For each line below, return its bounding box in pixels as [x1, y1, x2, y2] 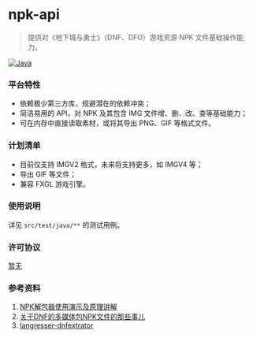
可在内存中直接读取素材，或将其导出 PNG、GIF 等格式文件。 [19, 118, 216, 128]
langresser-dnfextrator [19, 321, 94, 330]
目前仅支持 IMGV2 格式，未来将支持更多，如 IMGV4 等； [19, 159, 203, 169]
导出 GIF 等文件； [19, 169, 77, 179]
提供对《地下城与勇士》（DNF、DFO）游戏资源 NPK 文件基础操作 [27, 32, 237, 42]
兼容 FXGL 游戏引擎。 [19, 179, 91, 188]
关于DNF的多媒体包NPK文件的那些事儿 [19, 312, 146, 321]
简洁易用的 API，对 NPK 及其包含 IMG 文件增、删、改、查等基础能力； [19, 109, 248, 118]
